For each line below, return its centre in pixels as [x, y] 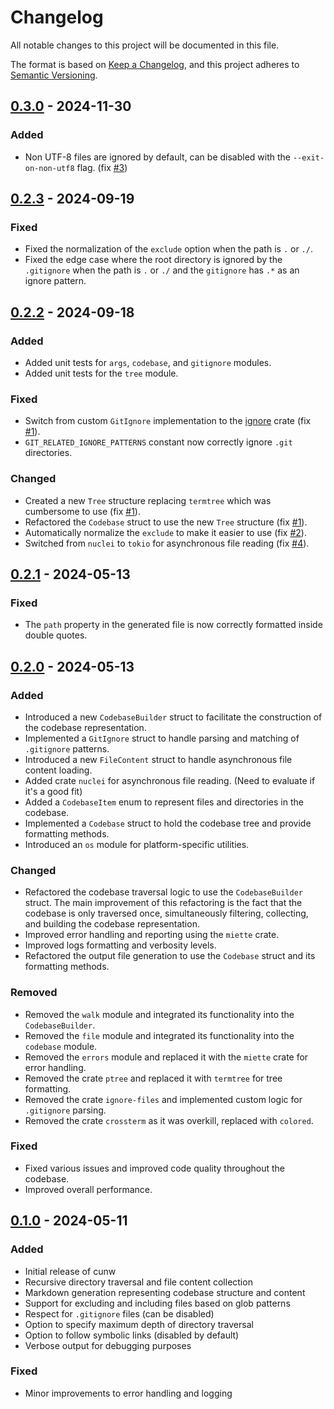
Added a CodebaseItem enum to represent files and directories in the [164, 802]
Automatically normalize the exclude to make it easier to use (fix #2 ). [165, 532]
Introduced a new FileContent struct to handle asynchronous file [158, 759]
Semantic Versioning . [54, 75]
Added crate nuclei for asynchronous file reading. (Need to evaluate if [170, 780]
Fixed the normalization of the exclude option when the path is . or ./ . [168, 249]
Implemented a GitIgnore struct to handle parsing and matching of [162, 738]
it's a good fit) [53, 791]
